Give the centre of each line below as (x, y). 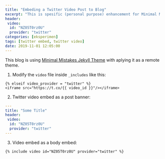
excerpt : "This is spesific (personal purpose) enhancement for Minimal (81, 14)
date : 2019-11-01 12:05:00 (33, 46)
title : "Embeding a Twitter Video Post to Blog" (56, 10)
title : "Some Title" (26, 111)
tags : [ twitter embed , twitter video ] (45, 42)
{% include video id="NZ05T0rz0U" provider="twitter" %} (65, 151)
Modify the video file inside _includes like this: (59, 74)
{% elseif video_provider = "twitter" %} (48, 84)
